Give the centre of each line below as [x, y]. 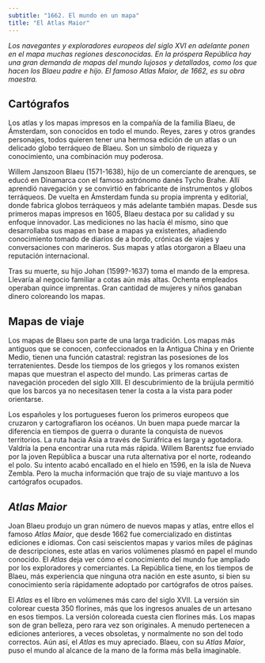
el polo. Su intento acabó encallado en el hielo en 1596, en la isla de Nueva [130, 465]
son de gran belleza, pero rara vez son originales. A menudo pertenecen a [129, 625]
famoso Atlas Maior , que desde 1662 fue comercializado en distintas [120, 534]
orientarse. [26, 400]
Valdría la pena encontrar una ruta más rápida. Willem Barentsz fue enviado [131, 449]
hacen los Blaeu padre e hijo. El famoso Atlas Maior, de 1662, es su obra [127, 70]
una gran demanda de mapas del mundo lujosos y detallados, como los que [132, 62]
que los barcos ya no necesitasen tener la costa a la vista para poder [121, 391]
